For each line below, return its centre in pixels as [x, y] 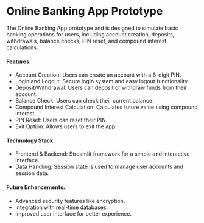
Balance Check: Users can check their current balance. [84, 101]
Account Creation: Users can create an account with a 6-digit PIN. [98, 75]
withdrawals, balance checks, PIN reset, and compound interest [86, 41]
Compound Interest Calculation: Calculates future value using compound [106, 107]
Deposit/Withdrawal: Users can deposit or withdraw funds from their [101, 88]
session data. [32, 173]
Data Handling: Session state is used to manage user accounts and [99, 167]
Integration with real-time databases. [62, 207]
